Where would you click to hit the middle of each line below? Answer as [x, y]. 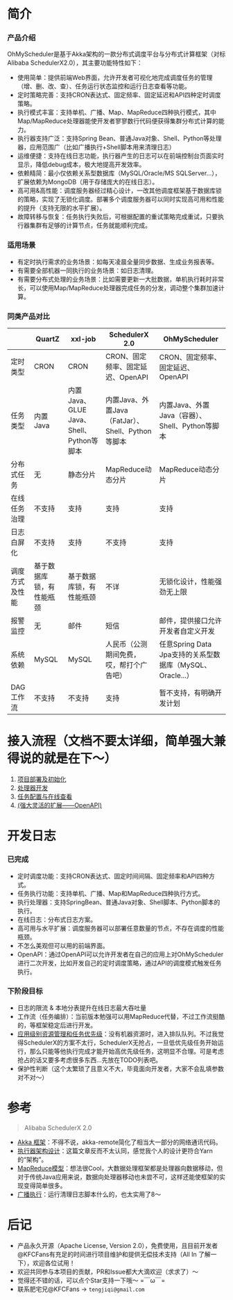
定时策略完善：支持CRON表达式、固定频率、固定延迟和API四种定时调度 [119, 95]
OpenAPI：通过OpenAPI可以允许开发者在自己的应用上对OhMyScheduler [120, 954]
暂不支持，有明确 [187, 693]
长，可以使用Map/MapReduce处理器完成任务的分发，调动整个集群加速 [118, 288]
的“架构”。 [32, 1159]
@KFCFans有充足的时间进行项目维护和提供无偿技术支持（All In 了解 [114, 1254]
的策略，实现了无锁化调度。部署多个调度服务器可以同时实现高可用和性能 [120, 200]
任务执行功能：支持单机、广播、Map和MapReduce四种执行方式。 [111, 893]
